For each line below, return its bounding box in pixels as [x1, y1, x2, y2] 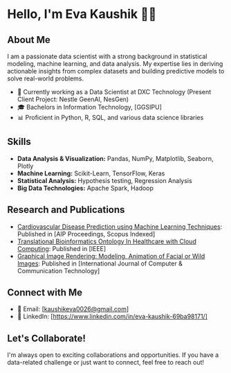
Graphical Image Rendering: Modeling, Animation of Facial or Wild [17, 252, 205, 260]
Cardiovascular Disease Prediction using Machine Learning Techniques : [17, 222, 223, 231]
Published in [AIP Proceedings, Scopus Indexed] [17, 229, 156, 238]
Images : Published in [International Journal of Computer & [17, 259, 183, 268]
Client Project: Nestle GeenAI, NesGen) [17, 95, 129, 103]
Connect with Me [7, 287, 83, 299]
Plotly [17, 162, 34, 170]
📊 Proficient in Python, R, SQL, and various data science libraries [17, 114, 204, 121]
